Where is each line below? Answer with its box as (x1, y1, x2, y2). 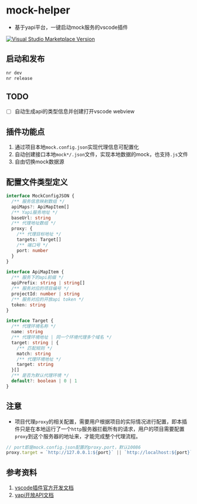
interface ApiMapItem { (6, 269, 64, 275)
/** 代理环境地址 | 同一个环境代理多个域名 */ (11, 334, 113, 340)
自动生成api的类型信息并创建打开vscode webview (14, 108, 135, 115)
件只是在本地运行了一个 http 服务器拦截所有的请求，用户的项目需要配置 (14, 425, 185, 432)
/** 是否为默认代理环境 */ (11, 372, 69, 379)
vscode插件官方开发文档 (14, 484, 74, 491)
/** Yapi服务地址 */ (11, 209, 58, 215)
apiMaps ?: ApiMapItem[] (11, 204, 69, 210)
